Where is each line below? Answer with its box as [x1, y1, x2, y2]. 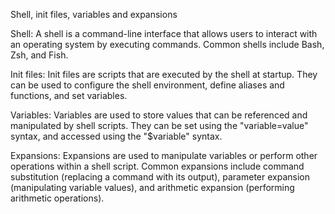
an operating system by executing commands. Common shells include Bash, [10, 39, 325, 50]
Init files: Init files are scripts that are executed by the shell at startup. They [10, 69, 318, 80]
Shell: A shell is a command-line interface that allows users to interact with [10, 28, 318, 39]
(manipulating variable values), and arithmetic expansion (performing [10, 182, 295, 193]
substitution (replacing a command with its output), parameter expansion [10, 171, 310, 183]
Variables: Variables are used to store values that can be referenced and [10, 109, 308, 121]
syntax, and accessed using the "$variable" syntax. [10, 130, 223, 142]
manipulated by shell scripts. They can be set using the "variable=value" [10, 120, 309, 131]
